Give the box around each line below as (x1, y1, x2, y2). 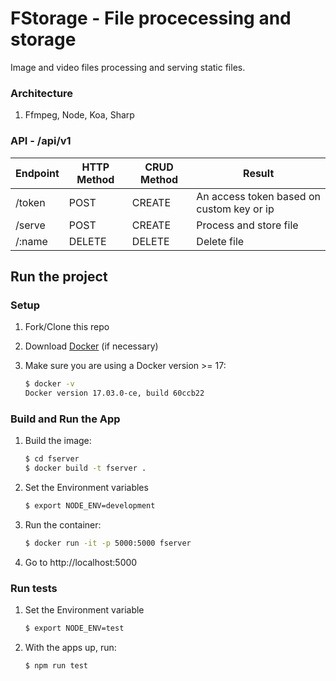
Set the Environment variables (24, 482, 149, 494)
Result (243, 166, 275, 180)
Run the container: (24, 518, 102, 531)
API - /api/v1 (10, 134, 72, 148)
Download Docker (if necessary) (24, 340, 159, 352)
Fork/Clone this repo (24, 321, 110, 333)
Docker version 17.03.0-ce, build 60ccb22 (24, 388, 205, 399)
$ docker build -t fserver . (24, 463, 147, 474)
